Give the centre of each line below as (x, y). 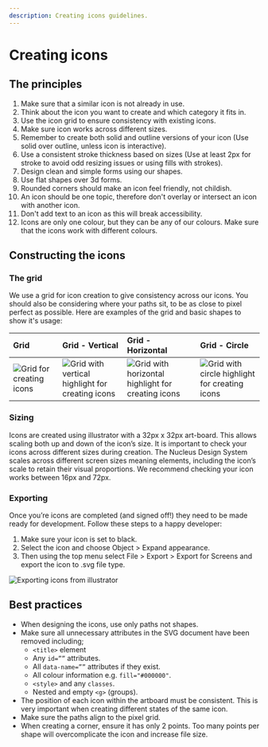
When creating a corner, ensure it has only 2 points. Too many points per (140, 725)
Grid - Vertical (90, 346)
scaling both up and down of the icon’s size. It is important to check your (128, 444)
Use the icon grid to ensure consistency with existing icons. (118, 120)
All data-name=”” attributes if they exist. (97, 667)
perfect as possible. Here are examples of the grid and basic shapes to (125, 312)
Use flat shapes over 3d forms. (71, 179)
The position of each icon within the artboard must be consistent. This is (139, 700)
